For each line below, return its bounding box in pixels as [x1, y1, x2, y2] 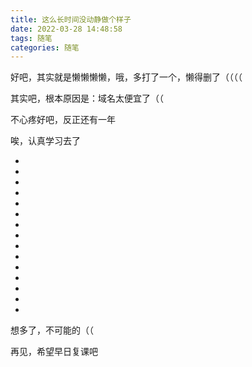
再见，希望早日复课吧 [10, 346, 98, 358]
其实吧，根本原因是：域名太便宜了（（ [10, 92, 164, 105]
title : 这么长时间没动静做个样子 [10, 14, 132, 25]
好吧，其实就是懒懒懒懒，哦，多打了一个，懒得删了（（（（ [10, 71, 243, 83]
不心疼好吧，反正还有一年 [10, 114, 116, 126]
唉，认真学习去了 [10, 135, 81, 147]
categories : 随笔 [10, 42, 80, 53]
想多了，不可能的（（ [10, 324, 94, 336]
